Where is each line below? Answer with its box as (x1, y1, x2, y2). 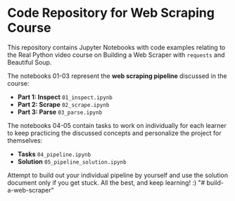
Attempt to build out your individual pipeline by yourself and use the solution (7, 171, 229, 179)
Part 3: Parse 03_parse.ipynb (17, 108, 103, 116)
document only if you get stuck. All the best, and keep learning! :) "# (7, 178, 205, 187)
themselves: (7, 136, 43, 145)
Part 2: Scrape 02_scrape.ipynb (17, 100, 110, 108)
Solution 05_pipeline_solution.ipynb (17, 157, 127, 166)
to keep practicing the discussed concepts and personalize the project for (7, 129, 222, 137)
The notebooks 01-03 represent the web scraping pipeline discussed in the (7, 72, 227, 80)
